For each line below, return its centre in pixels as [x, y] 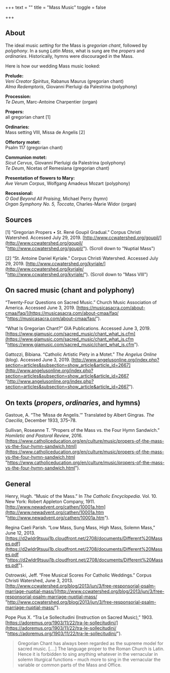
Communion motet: [26, 157]
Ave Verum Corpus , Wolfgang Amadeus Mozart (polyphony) [68, 183]
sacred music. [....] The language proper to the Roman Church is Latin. [91, 649]
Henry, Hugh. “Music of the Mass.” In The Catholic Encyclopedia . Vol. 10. [81, 496]
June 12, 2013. [20, 533]
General [18, 484]
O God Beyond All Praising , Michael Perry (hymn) [56, 198]
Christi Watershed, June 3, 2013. [39, 581]
